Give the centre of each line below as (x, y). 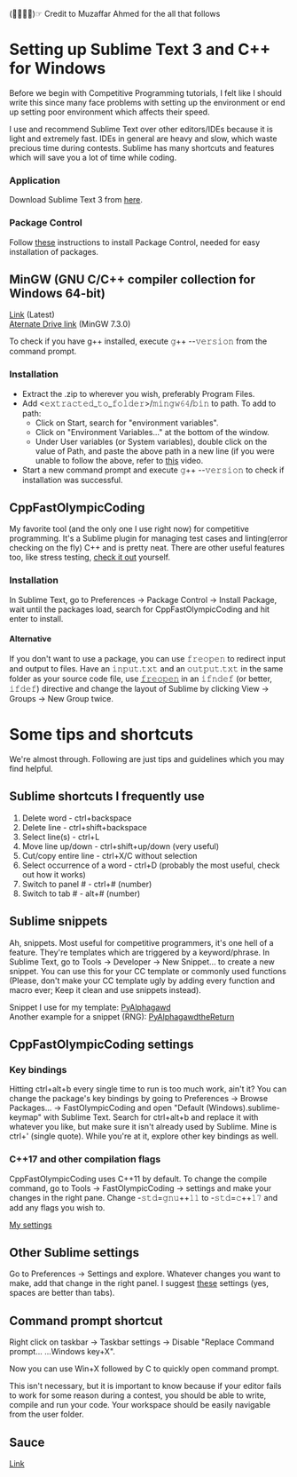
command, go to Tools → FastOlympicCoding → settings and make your (141, 1188)
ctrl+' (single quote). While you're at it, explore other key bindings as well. (144, 1136)
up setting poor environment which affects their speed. (109, 112)
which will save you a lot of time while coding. (93, 157)
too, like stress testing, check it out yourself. (90, 557)
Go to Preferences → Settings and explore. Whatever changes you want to (145, 1274)
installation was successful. (72, 480)
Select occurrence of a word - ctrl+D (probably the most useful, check (151, 865)
